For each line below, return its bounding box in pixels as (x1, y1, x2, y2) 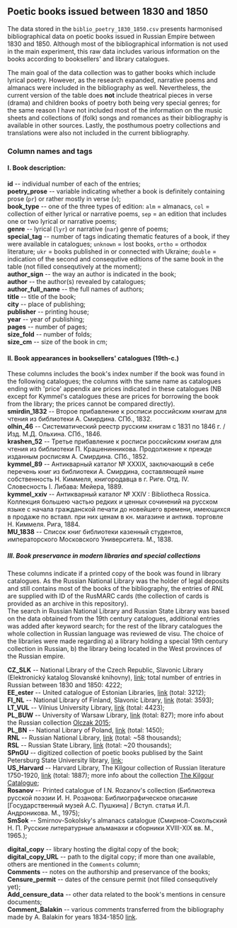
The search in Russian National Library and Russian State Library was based (7, 607, 230, 616)
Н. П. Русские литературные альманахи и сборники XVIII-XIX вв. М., (7, 824, 214, 832)
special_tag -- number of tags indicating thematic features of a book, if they (7, 232, 230, 240)
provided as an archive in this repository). (7, 599, 129, 608)
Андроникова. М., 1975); (7, 809, 80, 817)
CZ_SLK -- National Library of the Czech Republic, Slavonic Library (7, 666, 204, 674)
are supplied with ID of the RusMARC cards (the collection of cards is (7, 592, 209, 601)
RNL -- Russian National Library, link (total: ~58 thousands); (7, 733, 182, 742)
